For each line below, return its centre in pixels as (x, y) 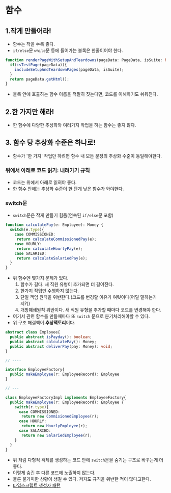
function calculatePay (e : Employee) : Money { (54, 225)
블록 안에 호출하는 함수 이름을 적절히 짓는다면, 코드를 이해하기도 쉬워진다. (85, 94)
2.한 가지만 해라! (30, 112)
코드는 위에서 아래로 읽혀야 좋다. (45, 183)
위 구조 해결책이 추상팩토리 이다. (44, 323)
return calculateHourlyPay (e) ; (50, 249)
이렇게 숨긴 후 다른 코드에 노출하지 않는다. (54, 473)
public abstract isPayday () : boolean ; (51, 337)
